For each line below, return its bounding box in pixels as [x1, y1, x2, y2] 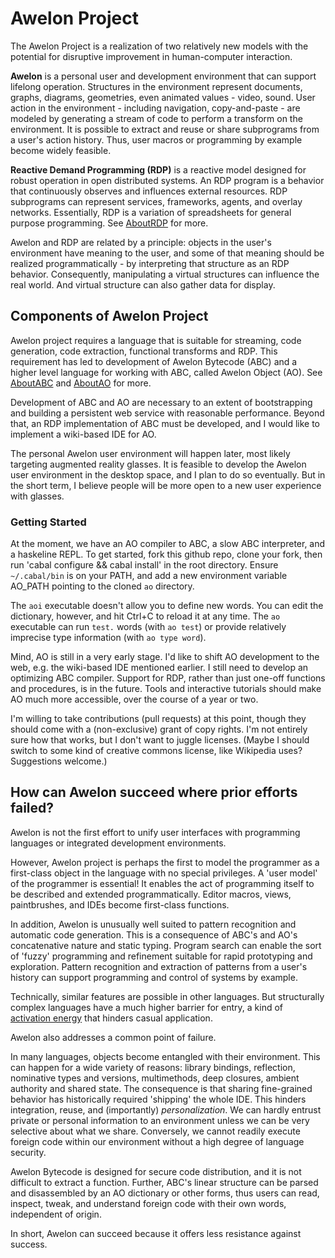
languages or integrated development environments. [10, 837, 227, 849]
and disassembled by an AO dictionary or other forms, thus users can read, [10, 1187, 320, 1199]
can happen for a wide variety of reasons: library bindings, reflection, [10, 1061, 296, 1073]
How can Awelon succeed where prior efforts [10, 784, 298, 801]
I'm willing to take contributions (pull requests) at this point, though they [10, 713, 307, 725]
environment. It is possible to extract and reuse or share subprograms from [10, 123, 320, 135]
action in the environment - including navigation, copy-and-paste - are [10, 102, 301, 114]
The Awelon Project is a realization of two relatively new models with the [10, 40, 309, 52]
